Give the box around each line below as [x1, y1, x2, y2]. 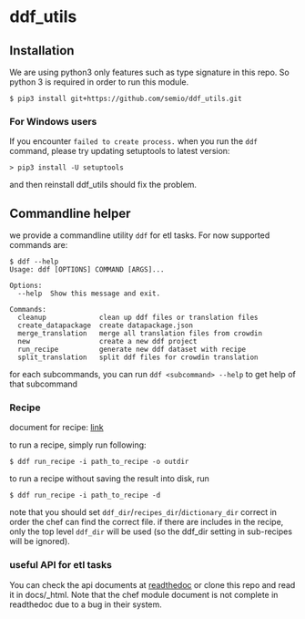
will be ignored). [9, 536, 70, 547]
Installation [9, 43, 75, 58]
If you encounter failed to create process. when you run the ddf [9, 136, 258, 147]
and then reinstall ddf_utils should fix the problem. [9, 180, 198, 191]
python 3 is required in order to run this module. [9, 77, 189, 88]
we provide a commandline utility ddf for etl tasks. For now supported [9, 230, 270, 241]
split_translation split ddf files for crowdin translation [17, 353, 259, 362]
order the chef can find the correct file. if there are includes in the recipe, [9, 517, 284, 528]
